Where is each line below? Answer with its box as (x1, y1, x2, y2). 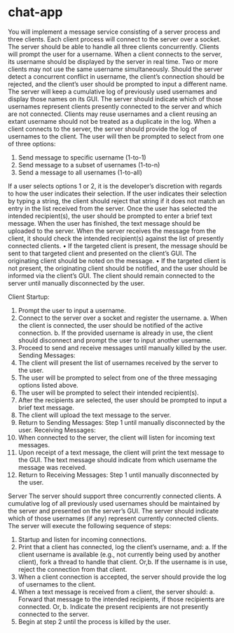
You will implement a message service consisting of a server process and (8, 27, 221, 36)
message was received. (18, 463, 87, 471)
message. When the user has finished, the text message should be (8, 219, 200, 227)
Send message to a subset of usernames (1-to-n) (18, 160, 160, 169)
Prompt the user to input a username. (18, 306, 127, 314)
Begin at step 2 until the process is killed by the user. (18, 617, 171, 626)
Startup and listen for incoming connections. (18, 535, 146, 544)
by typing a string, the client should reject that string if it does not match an (8, 196, 225, 205)
